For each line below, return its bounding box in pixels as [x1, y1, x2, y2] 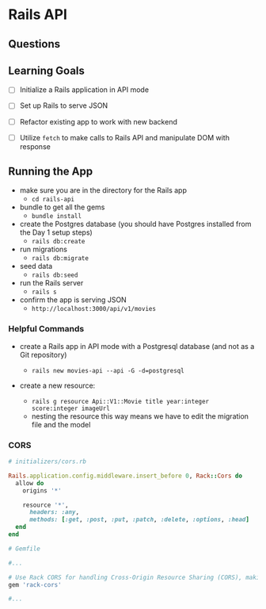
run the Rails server [19, 278, 84, 288]
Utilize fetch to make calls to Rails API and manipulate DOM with [19, 132, 230, 142]
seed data [19, 262, 53, 271]
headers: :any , [28, 508, 80, 516]
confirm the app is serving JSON [19, 295, 127, 304]
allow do [15, 479, 44, 487]
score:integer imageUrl [31, 404, 111, 412]
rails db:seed [31, 271, 78, 279]
